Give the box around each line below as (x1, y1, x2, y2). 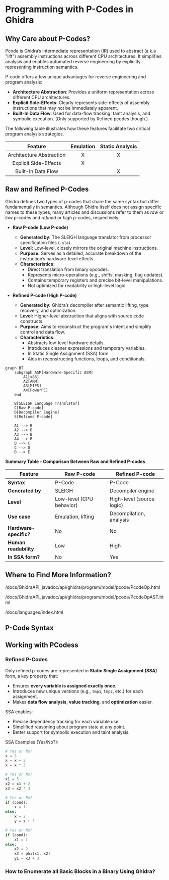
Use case (8, 513, 31, 520)
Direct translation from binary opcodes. (27, 266, 109, 272)
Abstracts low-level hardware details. (27, 340, 105, 346)
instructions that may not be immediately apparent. (12, 105, 118, 111)
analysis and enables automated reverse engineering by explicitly (5, 59, 141, 64)
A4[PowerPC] (23, 388, 49, 393)
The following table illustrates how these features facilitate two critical (5, 125, 150, 131)
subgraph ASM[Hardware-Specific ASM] (14, 370, 94, 375)
